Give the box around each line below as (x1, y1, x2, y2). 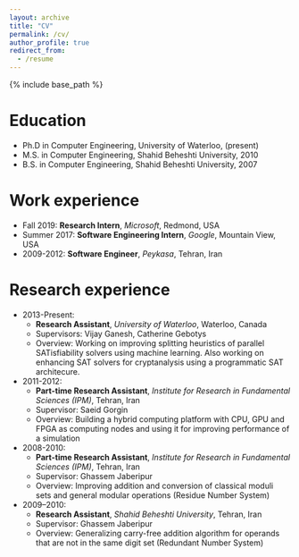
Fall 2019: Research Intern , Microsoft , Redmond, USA (21, 220, 220, 231)
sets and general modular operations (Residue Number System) (35, 489, 270, 501)
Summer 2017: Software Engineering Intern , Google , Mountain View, (21, 229, 277, 240)
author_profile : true (9, 38, 90, 47)
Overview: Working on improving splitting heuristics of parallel (35, 337, 265, 349)
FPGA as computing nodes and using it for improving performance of (35, 423, 290, 434)
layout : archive (9, 13, 70, 22)
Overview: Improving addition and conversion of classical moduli (35, 480, 274, 491)
